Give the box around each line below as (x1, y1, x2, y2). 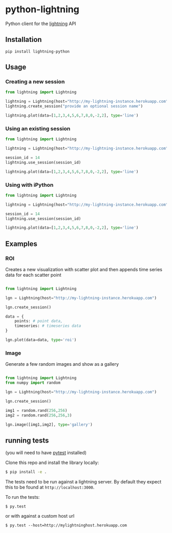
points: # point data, (14, 319, 63, 324)
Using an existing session (5, 125, 71, 132)
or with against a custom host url (5, 513, 75, 519)
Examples (5, 239, 37, 248)
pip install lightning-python (5, 49, 70, 54)
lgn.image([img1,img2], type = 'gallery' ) (5, 422, 93, 427)
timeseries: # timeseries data (14, 323, 81, 328)
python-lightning (5, 4, 79, 15)
